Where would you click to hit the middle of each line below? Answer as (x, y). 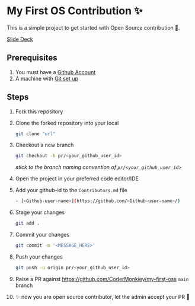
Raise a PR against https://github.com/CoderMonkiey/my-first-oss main (102, 279)
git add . (28, 224)
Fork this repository (39, 111)
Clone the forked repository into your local (67, 123)
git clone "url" (35, 134)
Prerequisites (32, 58)
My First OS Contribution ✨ (75, 11)
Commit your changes (42, 235)
